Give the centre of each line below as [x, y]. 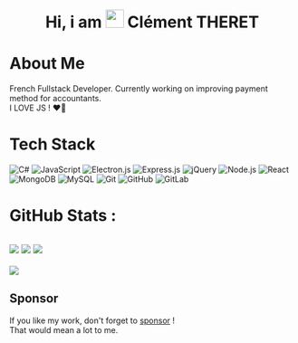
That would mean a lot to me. [64, 329]
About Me [47, 64]
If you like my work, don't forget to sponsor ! [92, 320]
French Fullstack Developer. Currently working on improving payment [139, 89]
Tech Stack [53, 144]
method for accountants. [56, 99]
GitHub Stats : [63, 216]
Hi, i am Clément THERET [152, 22]
